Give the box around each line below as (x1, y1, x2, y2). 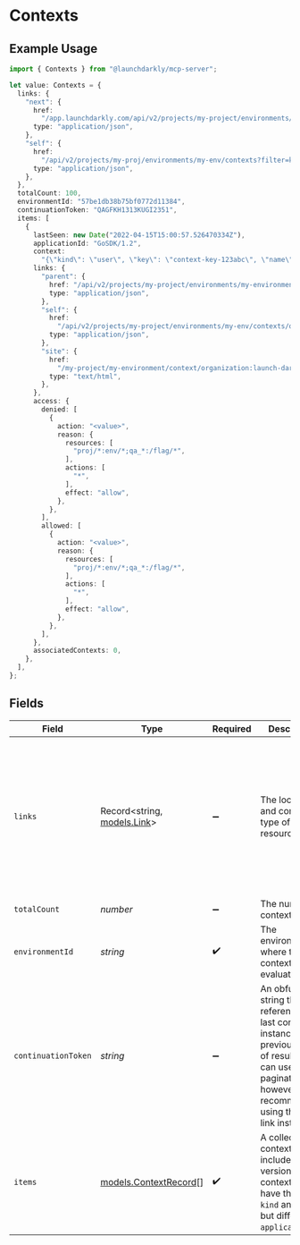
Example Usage (9, 41, 98, 56)
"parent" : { (41, 272, 87, 281)
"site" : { (41, 346, 78, 356)
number (100, 902, 134, 915)
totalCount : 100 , (17, 189, 82, 198)
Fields (9, 696, 45, 711)
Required (212, 722, 252, 734)
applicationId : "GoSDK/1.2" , (32, 239, 142, 248)
